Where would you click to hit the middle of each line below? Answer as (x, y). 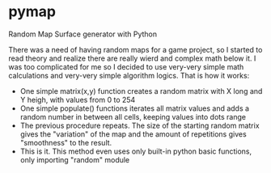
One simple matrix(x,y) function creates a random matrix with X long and (141, 91)
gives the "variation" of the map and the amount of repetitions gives (133, 134)
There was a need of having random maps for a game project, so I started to (135, 49)
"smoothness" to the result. (66, 142)
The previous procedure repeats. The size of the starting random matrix (140, 125)
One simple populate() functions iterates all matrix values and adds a (134, 108)
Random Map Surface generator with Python (83, 34)
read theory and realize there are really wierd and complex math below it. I (132, 58)
